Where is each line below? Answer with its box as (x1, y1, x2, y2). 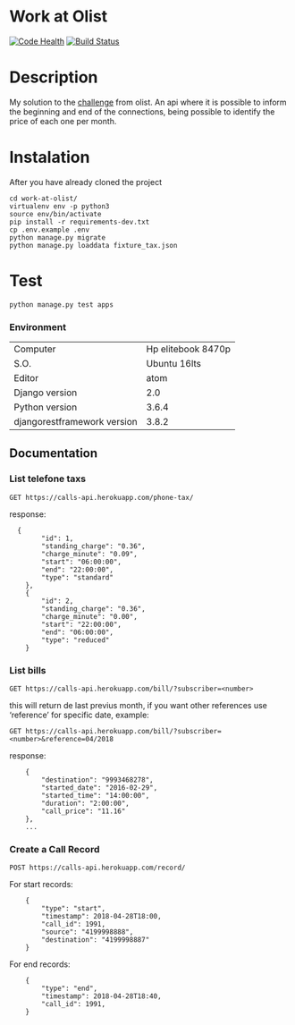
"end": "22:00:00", (41, 565, 114, 574)
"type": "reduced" (41, 635, 110, 645)
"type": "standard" (41, 572, 114, 582)
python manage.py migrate (9, 233, 105, 242)
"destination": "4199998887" (41, 936, 150, 945)
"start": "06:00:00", (41, 557, 122, 566)
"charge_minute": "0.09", (41, 549, 139, 558)
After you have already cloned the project (9, 176, 163, 187)
